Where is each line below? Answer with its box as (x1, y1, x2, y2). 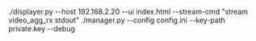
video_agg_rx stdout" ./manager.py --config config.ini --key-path (8, 15, 226, 25)
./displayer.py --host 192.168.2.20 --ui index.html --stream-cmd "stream (8, 7, 249, 16)
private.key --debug (8, 24, 75, 33)
